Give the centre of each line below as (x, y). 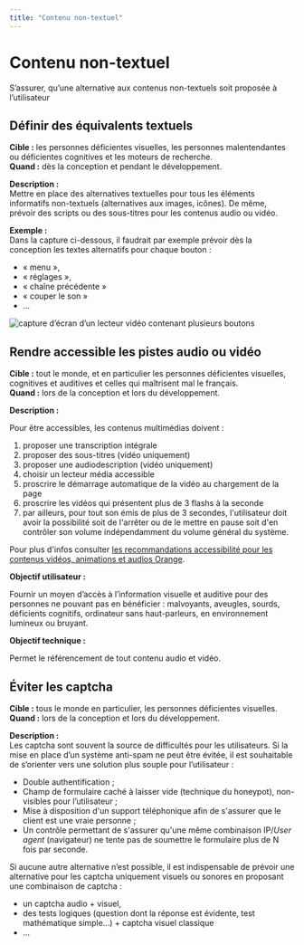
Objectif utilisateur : (47, 577)
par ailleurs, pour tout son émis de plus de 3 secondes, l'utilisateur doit (155, 513)
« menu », (41, 267)
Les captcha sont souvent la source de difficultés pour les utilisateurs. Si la (149, 745)
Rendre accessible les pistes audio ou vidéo (136, 352)
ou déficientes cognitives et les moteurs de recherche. (111, 157)
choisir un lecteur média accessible (89, 474)
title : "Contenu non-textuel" (66, 18)
